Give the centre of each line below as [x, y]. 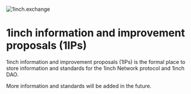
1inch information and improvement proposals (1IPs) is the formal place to [96, 61]
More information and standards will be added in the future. [79, 86]
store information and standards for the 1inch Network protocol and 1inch [95, 68]
